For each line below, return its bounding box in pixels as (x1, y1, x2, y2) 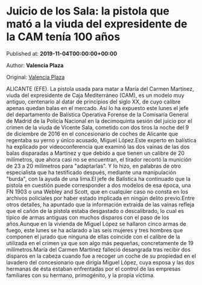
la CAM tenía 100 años (6, 30, 121, 44)
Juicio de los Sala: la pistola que (6, 4, 170, 18)
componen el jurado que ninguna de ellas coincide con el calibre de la (6, 233, 180, 240)
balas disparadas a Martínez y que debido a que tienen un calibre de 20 (6, 149, 185, 157)
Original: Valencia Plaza (6, 73, 65, 80)
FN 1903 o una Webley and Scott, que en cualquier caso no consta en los (6, 188, 189, 195)
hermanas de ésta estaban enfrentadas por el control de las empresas (6, 265, 181, 272)
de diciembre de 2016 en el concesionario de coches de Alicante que (6, 130, 178, 137)
